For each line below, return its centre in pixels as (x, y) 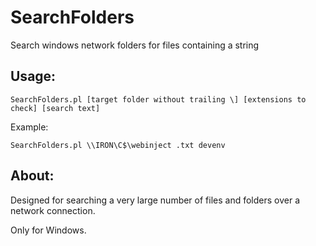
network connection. (53, 210)
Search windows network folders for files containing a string (135, 45)
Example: (29, 127)
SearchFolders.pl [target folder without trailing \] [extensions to (158, 99)
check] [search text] (55, 108)
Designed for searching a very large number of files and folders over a (155, 200)
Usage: (33, 76)
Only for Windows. (48, 230)
